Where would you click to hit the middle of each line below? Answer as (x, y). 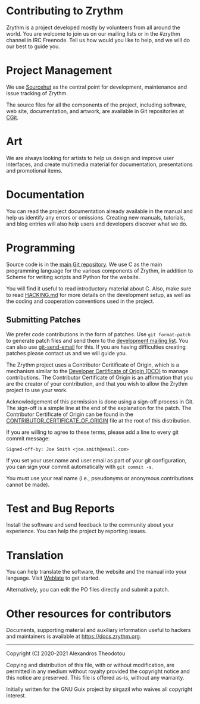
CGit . (12, 117)
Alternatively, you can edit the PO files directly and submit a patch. (88, 590)
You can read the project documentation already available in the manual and (100, 211)
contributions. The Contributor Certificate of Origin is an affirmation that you (100, 377)
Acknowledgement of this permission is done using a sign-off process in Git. (100, 401)
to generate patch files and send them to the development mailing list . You (97, 340)
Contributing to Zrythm (65, 11)
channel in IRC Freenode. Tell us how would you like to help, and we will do (98, 40)
